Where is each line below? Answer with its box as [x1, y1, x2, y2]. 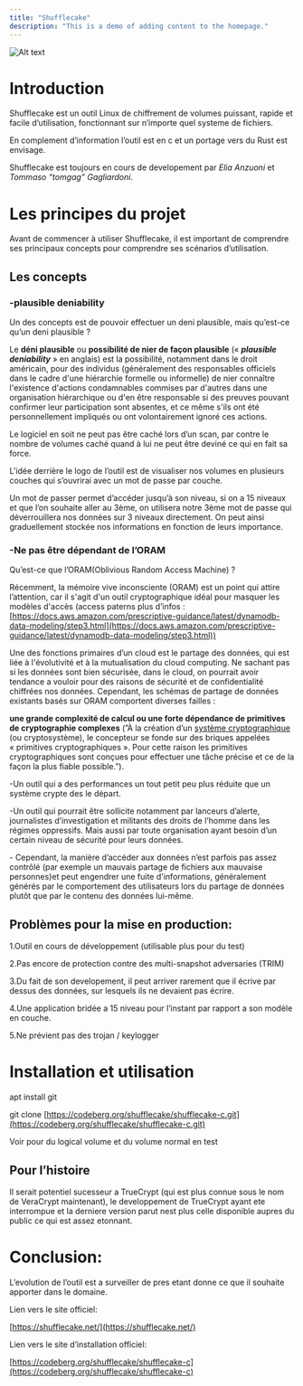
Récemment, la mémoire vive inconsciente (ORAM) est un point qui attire [9, 582, 280, 593]
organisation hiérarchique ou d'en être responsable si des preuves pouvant [9, 392, 289, 403]
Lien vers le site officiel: [9, 1304, 98, 1315]
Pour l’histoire [9, 1163, 90, 1178]
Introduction [9, 78, 105, 99]
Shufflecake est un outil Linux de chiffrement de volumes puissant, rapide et [9, 108, 294, 118]
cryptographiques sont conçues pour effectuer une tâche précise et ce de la [9, 751, 295, 762]
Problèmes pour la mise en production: [9, 917, 232, 932]
